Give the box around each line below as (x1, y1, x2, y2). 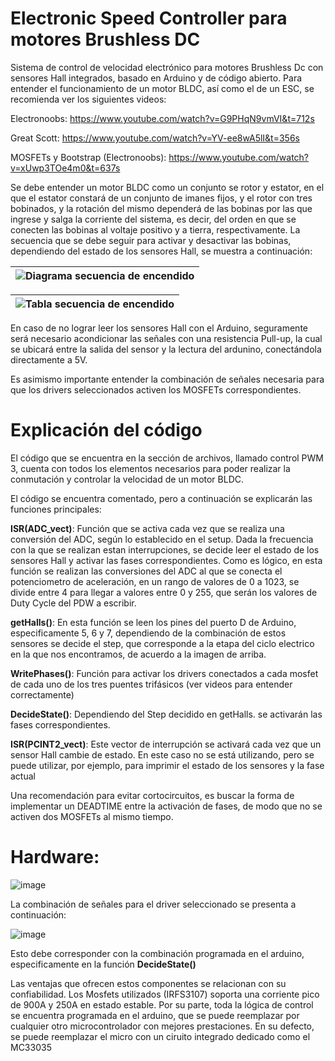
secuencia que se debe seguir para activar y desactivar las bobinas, (10, 234, 292, 246)
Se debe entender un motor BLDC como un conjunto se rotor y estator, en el (10, 181, 325, 193)
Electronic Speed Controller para (10, 7, 288, 30)
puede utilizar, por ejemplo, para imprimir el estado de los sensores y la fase (10, 759, 325, 771)
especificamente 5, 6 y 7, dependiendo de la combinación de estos (10, 627, 287, 639)
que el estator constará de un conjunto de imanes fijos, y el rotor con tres (10, 192, 313, 204)
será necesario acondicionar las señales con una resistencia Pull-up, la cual (10, 332, 323, 344)
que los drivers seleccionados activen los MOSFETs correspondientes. (10, 383, 302, 396)
